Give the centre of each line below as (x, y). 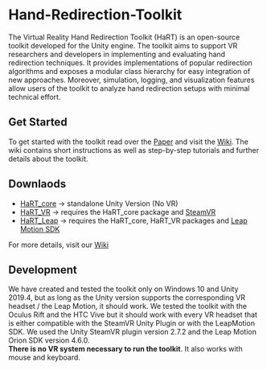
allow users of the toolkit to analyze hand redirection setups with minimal (129, 88)
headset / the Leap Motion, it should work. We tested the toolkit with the (128, 306)
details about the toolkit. (48, 158)
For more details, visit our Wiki (59, 245)
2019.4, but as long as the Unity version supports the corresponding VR (127, 298)
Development (43, 270)
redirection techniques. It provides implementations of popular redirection (131, 63)
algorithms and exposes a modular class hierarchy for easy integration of (129, 71)
